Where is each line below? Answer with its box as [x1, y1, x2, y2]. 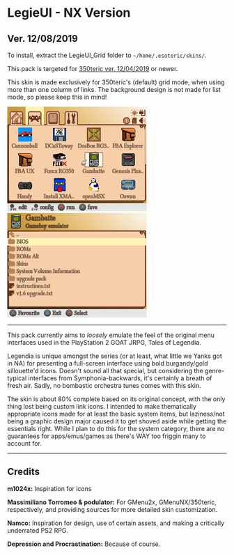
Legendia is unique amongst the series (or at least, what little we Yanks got [7, 352, 223, 360]
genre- [204, 367, 225, 375]
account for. [7, 439, 42, 447]
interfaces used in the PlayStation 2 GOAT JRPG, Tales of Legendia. [7, 338, 202, 346]
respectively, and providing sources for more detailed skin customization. [7, 505, 218, 513]
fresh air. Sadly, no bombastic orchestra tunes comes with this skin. [7, 382, 202, 389]
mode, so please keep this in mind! [7, 93, 107, 101]
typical [7, 374, 27, 382]
